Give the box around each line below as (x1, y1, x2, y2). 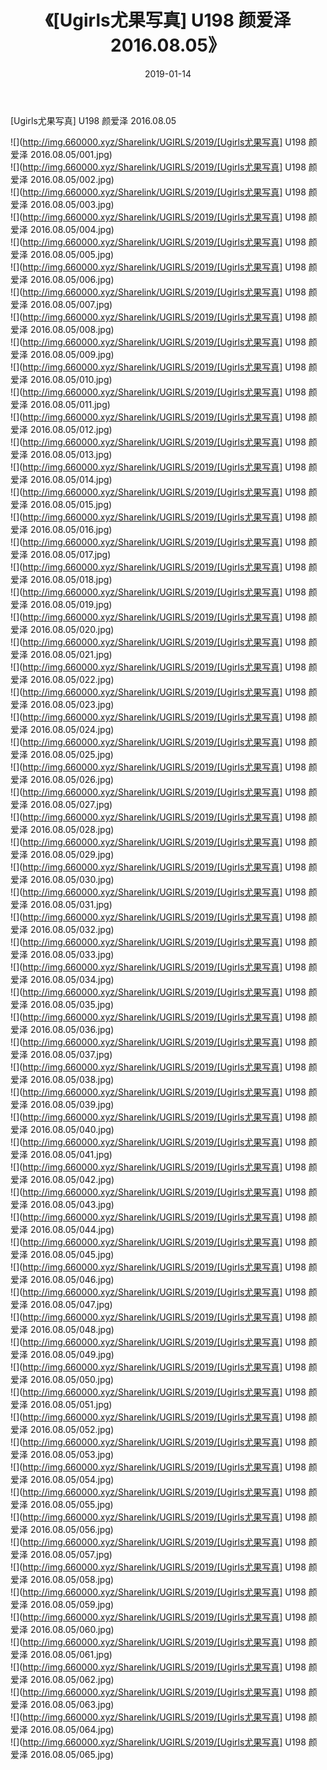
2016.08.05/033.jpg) (29, 948, 115, 960)
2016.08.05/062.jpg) (29, 1673, 115, 1685)
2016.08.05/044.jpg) (29, 1223, 115, 1235)
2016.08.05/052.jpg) (29, 1423, 115, 1435)
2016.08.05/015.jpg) (29, 498, 113, 510)
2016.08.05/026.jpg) (29, 773, 115, 785)
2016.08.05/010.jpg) (29, 373, 113, 385)
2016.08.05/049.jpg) (29, 1348, 115, 1360)
